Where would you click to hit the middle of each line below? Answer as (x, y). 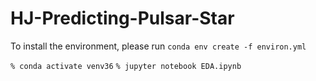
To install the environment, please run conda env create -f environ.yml (158, 46)
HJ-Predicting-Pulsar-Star (122, 18)
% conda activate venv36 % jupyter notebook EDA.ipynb (126, 66)
